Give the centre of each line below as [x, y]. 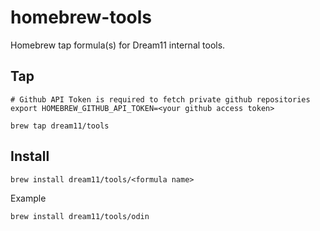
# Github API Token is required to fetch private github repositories [160, 99]
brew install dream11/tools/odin [80, 216]
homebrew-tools [81, 17]
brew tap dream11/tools [60, 126]
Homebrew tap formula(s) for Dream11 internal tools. [118, 45]
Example [28, 198]
